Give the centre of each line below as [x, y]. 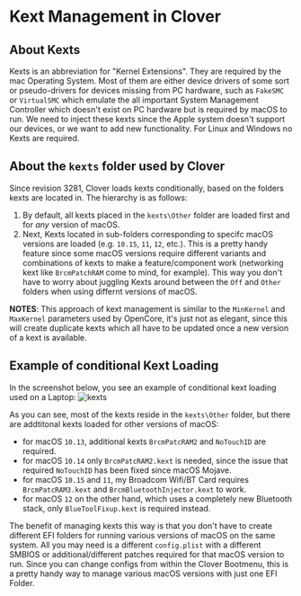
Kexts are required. [44, 138]
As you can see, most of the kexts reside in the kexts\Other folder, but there [150, 414]
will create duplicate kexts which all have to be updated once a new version [149, 328]
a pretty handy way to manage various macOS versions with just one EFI [143, 574]
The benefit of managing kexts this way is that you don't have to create [141, 525]
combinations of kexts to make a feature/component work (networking [153, 262]
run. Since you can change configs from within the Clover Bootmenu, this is [149, 564]
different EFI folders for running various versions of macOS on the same [142, 535]
